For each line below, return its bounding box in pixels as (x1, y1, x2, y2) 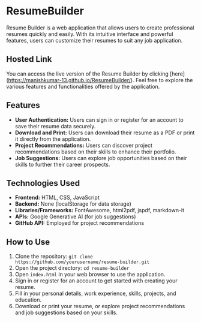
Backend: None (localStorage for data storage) (14, 200, 132, 207)
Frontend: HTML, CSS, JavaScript (14, 194, 100, 201)
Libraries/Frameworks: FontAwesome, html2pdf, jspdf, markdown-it (14, 207, 185, 214)
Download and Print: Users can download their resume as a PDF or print (14, 129, 195, 136)
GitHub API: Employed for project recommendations (14, 219, 145, 227)
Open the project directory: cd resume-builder (14, 264, 130, 272)
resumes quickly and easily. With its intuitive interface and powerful (6, 30, 173, 37)
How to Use (6, 237, 50, 247)
